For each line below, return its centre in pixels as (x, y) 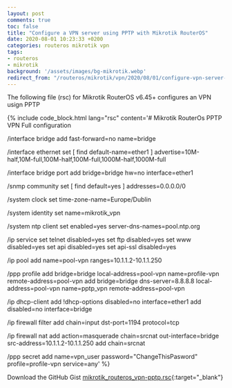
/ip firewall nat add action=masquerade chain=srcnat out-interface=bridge (113, 336)
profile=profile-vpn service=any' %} (59, 364)
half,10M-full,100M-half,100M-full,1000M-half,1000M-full (87, 159)
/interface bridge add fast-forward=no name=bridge (82, 139)
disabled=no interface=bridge (50, 309)
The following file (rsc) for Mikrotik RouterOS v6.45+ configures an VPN (109, 97)
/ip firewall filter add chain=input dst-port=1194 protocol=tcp (93, 322)
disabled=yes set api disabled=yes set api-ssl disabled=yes (92, 247)
